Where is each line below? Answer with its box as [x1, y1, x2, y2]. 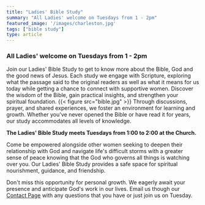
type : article [6, 32, 43, 38]
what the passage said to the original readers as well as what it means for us [6, 79, 199, 86]
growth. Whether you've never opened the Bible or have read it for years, [6, 111, 191, 118]
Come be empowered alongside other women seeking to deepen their [6, 141, 183, 148]
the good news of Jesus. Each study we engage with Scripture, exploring [6, 72, 192, 79]
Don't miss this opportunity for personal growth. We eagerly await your [6, 179, 185, 186]
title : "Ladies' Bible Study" [6, 9, 84, 15]
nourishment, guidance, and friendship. [6, 167, 106, 174]
